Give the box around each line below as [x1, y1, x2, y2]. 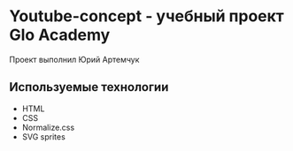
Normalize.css [21, 122, 75, 132]
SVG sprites [21, 131, 66, 142]
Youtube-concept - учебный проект [9, 6, 285, 26]
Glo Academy [9, 25, 111, 45]
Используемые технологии [9, 79, 169, 94]
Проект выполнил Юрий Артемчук [9, 54, 140, 64]
